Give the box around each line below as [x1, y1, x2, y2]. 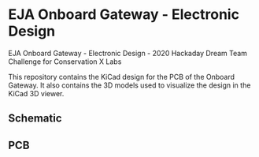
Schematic [8, 112, 62, 125]
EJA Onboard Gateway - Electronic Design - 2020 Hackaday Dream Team [8, 48, 248, 58]
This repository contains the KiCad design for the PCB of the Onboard [8, 72, 235, 81]
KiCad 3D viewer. [8, 88, 65, 98]
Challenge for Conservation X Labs [8, 57, 122, 66]
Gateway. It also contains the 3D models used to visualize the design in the [8, 80, 251, 90]
